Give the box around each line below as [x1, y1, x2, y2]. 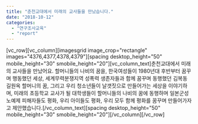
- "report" [11, 31, 38, 37]
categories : [6, 19, 35, 25]
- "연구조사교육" [11, 25, 47, 31]
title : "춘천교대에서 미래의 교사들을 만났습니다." [6, 8, 114, 15]
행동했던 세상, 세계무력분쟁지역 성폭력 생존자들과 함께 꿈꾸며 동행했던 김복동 [12, 75, 188, 82]
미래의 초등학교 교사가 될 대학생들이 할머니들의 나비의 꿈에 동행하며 [14, 90, 168, 97]
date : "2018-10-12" [6, 14, 54, 20]
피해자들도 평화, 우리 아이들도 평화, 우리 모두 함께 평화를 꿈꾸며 [21, 97, 167, 104]
